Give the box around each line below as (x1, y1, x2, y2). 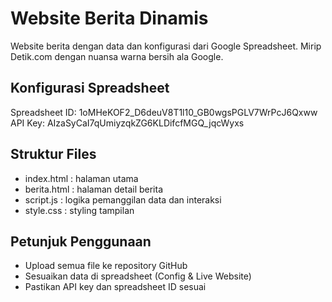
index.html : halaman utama (24, 172, 139, 184)
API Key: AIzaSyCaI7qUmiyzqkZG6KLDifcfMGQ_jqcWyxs (10, 117, 245, 129)
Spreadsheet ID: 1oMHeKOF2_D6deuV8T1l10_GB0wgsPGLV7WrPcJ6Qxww (10, 106, 318, 118)
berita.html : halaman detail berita (24, 183, 164, 195)
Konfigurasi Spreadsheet (10, 80, 170, 97)
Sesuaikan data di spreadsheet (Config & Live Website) (24, 270, 252, 282)
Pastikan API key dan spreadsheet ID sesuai (24, 281, 207, 293)
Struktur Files (10, 146, 97, 163)
